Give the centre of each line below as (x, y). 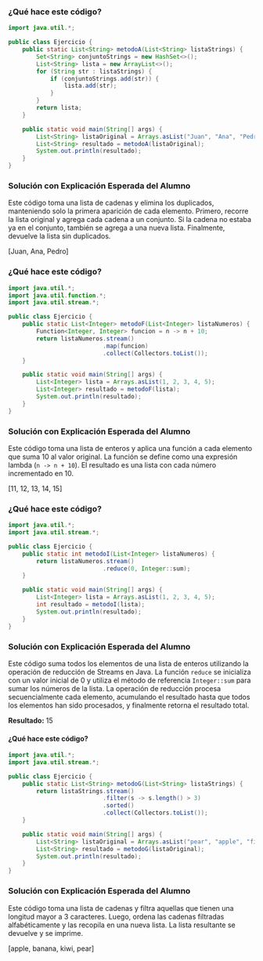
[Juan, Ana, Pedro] (38, 251)
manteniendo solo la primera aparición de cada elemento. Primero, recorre (128, 211)
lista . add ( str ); (90, 86)
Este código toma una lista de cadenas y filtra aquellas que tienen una (121, 908)
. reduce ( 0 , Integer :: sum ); (147, 568)
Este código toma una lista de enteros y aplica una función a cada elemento (130, 448)
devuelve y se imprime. (46, 933)
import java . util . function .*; (58, 295)
